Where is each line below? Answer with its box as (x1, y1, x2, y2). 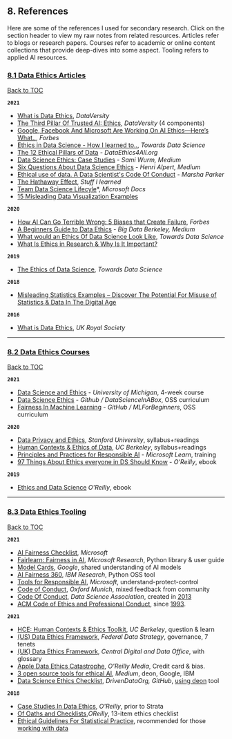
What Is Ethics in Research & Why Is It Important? (17, 240, 157, 248)
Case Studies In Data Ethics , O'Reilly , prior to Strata (17, 702, 164, 710)
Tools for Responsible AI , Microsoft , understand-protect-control (17, 577, 199, 586)
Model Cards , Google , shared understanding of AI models (17, 563, 182, 571)
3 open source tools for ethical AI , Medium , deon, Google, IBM (17, 669, 195, 678)
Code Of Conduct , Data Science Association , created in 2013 (17, 592, 192, 600)
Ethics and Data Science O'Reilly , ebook (17, 483, 131, 492)
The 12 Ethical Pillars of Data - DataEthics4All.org (17, 148, 158, 157)
